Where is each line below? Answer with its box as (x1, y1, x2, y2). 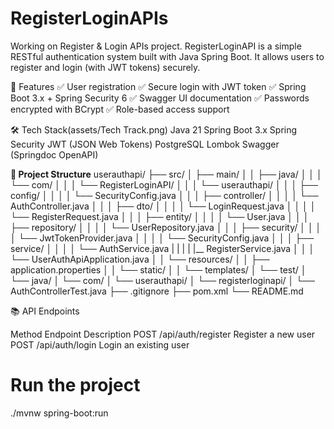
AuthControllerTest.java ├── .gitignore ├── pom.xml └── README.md (10, 285, 304, 297)
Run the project (10, 374, 141, 397)
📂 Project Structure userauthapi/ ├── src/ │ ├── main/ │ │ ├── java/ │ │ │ (10, 168, 323, 180)
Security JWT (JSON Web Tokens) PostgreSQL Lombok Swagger (10, 138, 280, 150)
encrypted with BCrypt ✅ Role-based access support (10, 103, 230, 115)
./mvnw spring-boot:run (10, 407, 109, 419)
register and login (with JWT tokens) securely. (10, 61, 201, 73)
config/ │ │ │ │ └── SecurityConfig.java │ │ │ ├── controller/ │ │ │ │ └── (10, 189, 319, 201)
